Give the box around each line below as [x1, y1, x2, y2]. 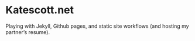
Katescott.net [5, 3, 74, 17]
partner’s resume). [5, 28, 50, 35]
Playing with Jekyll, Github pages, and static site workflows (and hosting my [5, 23, 189, 29]
